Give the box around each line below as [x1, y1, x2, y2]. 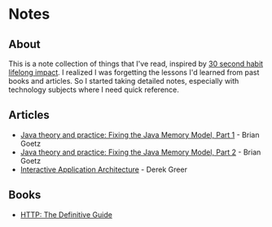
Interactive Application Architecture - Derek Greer [20, 164, 187, 174]
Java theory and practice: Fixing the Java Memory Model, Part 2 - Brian [20, 147, 261, 157]
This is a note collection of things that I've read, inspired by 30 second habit [8, 59, 263, 68]
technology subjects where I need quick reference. [8, 85, 179, 94]
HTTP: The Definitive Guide [20, 209, 112, 220]
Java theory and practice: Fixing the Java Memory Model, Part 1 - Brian [20, 129, 260, 139]
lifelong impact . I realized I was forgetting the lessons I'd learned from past [8, 68, 260, 77]
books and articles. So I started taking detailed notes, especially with [8, 76, 239, 85]
